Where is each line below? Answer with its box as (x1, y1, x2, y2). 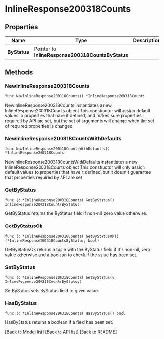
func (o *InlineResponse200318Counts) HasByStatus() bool (5, 311, 125, 316)
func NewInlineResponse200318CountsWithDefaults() (5, 146, 110, 151)
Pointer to (34, 45, 57, 52)
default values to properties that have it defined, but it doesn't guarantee (5, 169, 151, 175)
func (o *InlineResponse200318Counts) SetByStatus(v (5, 275, 115, 280)
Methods (5, 68, 33, 76)
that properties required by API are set (5, 174, 82, 180)
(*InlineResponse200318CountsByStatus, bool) (5, 238, 99, 243)
